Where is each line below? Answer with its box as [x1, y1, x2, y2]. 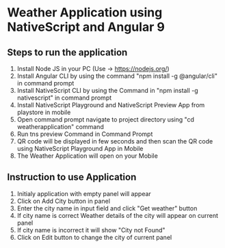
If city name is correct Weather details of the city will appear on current [16, 211, 219, 219]
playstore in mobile [16, 108, 71, 116]
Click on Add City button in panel [16, 197, 111, 205]
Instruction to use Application [7, 171, 137, 183]
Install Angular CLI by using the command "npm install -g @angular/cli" [16, 72, 217, 80]
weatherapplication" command [16, 123, 104, 130]
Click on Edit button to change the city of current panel [16, 233, 172, 241]
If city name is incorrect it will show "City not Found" [16, 225, 166, 234]
